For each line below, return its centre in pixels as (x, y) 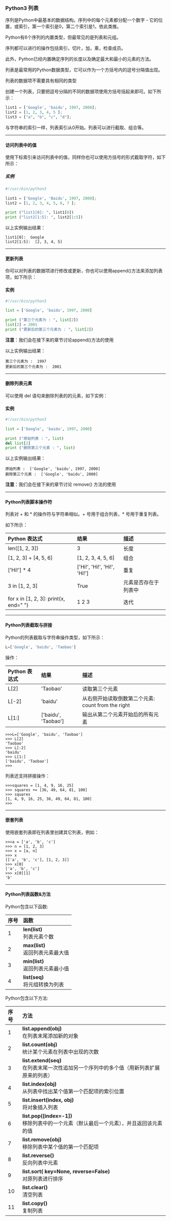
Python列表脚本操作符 (29, 502)
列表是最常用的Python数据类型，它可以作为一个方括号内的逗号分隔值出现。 (84, 70)
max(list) (34, 945)
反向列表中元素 (40, 1163)
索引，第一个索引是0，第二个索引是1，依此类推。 (70, 27)
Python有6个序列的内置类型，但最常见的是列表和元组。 (63, 37)
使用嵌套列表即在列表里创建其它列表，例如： (52, 832)
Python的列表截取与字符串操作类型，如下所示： (55, 637)
